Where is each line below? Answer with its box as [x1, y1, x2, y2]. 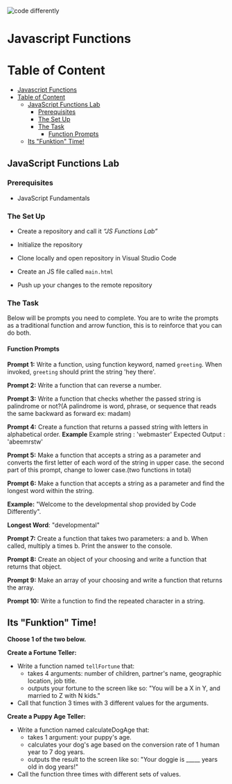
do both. [7, 328, 31, 337]
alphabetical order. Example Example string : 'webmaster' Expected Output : [7, 430, 226, 438]
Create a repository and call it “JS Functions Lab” [17, 227, 158, 235]
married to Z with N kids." [27, 692, 100, 700]
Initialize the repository [17, 240, 83, 249]
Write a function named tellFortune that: [17, 662, 135, 670]
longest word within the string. [7, 486, 94, 494]
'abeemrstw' [7, 437, 44, 446]
